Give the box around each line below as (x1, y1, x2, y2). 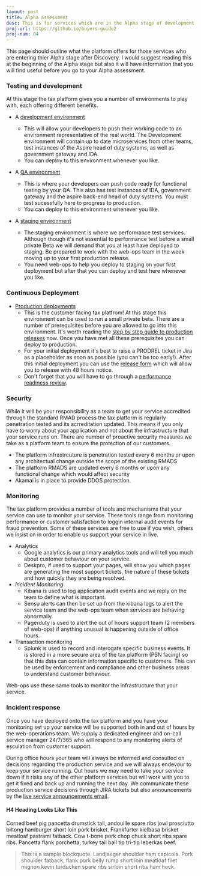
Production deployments (14, 302, 76, 309)
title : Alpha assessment (6, 14, 68, 20)
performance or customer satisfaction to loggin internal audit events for (6, 518, 183, 526)
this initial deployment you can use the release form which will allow (23, 360, 192, 367)
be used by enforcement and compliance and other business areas (23, 664, 190, 671)
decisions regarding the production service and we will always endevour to (6, 761, 192, 768)
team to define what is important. (23, 594, 106, 601)
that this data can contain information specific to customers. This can (23, 657, 196, 665)
